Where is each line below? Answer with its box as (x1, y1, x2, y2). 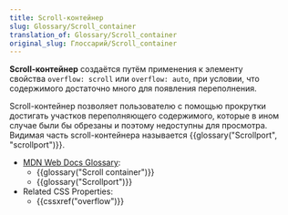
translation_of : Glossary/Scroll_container (9, 30, 178, 39)
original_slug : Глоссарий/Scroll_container (9, 38, 178, 48)
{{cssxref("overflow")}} (36, 196, 125, 207)
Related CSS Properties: (22, 186, 114, 197)
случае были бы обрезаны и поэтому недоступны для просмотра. (9, 120, 268, 131)
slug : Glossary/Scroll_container (9, 22, 137, 31)
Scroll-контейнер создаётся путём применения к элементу (9, 64, 243, 75)
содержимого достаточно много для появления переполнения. (9, 83, 257, 94)
